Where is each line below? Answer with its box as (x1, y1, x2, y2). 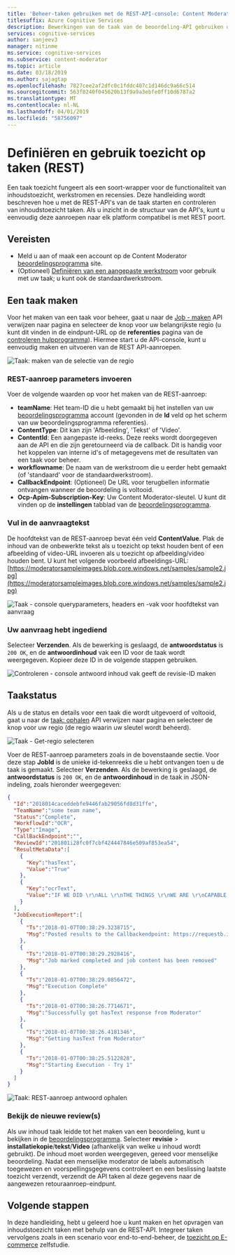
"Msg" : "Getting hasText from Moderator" (25, 1035, 145, 1042)
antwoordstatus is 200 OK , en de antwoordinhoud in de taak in (7, 773, 190, 781)
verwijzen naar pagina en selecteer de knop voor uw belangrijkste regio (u (7, 321, 222, 329)
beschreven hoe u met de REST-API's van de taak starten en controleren (7, 198, 216, 206)
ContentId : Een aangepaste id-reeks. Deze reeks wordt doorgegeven (17, 433, 218, 442)
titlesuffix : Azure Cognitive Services (7, 17, 124, 24)
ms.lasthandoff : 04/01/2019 (7, 108, 90, 115)
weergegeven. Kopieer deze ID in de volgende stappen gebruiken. (7, 656, 198, 664)
